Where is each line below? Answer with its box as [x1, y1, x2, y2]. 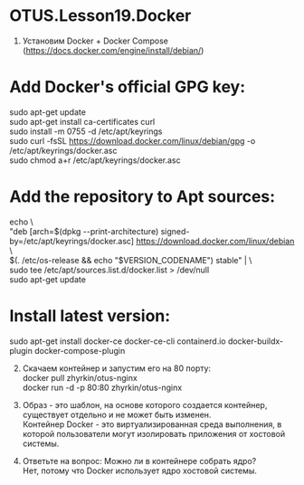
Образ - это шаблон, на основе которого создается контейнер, [22, 399, 268, 410]
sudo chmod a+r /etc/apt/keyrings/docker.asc [9, 155, 181, 166]
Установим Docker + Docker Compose [22, 35, 169, 46]
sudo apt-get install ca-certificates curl [9, 116, 156, 127]
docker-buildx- [227, 336, 284, 347]
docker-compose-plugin [34, 345, 126, 356]
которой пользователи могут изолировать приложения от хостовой [22, 428, 286, 439]
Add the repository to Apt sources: [9, 186, 276, 207]
